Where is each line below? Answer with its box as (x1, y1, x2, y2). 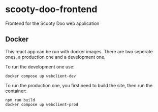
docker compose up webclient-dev (5, 73, 76, 79)
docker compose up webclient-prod (5, 102, 79, 107)
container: (5, 88, 27, 94)
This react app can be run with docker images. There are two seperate (5, 48, 153, 54)
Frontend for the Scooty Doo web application (5, 20, 100, 26)
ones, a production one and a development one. (5, 54, 106, 60)
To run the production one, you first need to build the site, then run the (5, 82, 153, 88)
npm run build (5, 97, 36, 102)
